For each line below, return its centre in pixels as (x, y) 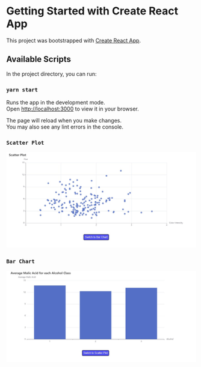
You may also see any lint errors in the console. (65, 127)
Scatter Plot (25, 143)
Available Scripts (39, 59)
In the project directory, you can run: (51, 74)
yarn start (22, 89)
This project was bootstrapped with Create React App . (74, 40)
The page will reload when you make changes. (64, 121)
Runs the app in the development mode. (56, 103)
